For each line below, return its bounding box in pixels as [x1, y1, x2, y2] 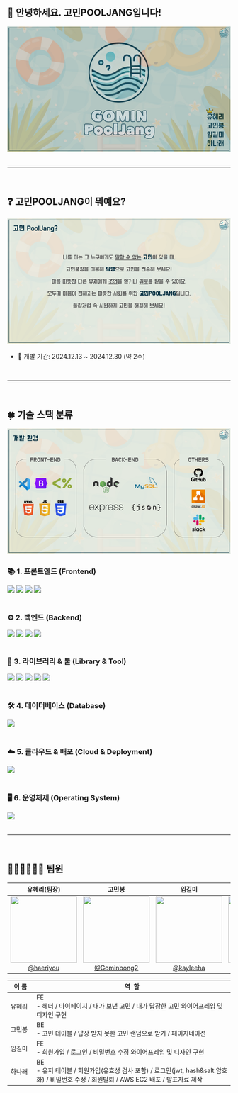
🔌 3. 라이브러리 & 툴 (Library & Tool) [7, 656, 127, 666]
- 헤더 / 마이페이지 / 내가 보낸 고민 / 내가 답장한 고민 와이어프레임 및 [36, 1002, 223, 1010]
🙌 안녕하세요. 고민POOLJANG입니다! [7, 6, 161, 19]
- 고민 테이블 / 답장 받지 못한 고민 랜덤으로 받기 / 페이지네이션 [36, 1028, 207, 1037]
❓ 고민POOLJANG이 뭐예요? [7, 196, 126, 208]
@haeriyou [28, 963, 60, 973]
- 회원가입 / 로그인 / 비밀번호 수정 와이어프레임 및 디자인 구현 [36, 1048, 205, 1056]
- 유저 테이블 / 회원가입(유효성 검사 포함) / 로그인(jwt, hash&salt [36, 1066, 215, 1075]
